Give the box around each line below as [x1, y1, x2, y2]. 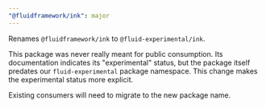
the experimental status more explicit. [8, 74, 134, 84]
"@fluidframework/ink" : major [8, 11, 110, 20]
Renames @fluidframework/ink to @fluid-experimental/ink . [8, 34, 206, 43]
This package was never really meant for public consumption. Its [8, 49, 223, 58]
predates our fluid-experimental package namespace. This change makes [8, 66, 258, 76]
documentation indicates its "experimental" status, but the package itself [8, 58, 251, 67]
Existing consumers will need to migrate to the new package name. [8, 90, 231, 100]
